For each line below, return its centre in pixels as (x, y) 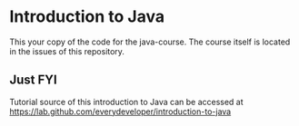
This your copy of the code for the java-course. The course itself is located (150, 42)
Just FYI (33, 80)
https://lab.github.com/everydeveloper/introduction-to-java (120, 111)
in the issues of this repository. (67, 51)
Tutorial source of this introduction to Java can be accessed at (126, 102)
